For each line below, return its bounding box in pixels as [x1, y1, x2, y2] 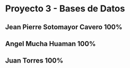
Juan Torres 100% [5, 57, 63, 65]
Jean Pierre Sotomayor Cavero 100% [5, 23, 122, 31]
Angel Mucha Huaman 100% [5, 39, 96, 48]
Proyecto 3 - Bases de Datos [5, 3, 125, 14]
